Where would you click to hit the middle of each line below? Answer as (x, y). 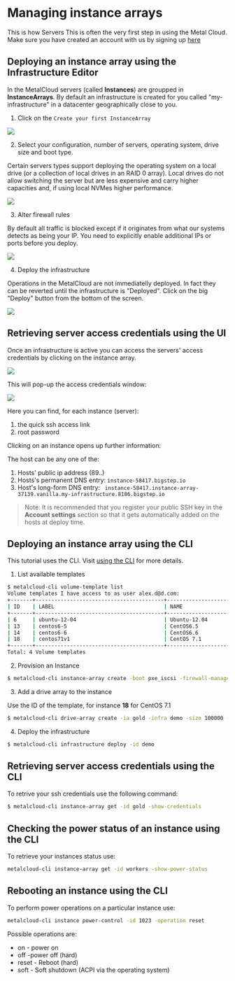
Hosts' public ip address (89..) (61, 472)
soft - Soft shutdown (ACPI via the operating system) (93, 970)
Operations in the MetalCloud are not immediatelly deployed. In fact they (112, 283)
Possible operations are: (42, 934)
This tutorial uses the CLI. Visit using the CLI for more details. (95, 560)
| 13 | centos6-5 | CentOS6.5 (103, 626)
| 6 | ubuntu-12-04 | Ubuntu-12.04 (108, 620)
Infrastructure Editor (53, 72)
